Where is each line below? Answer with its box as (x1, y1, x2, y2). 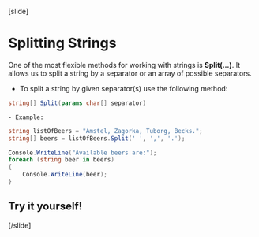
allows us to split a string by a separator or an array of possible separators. (8, 69, 253, 78)
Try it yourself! (8, 200, 83, 213)
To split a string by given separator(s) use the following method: (19, 83, 228, 93)
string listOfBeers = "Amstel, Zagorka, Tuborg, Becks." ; (8, 127, 203, 135)
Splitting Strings (8, 35, 117, 52)
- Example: (8, 113, 44, 121)
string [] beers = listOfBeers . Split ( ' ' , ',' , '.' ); (8, 134, 186, 143)
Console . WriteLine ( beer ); (22, 171, 108, 179)
